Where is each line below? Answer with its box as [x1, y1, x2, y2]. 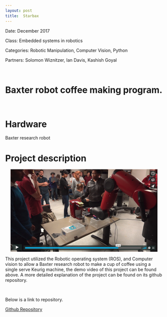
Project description [5, 152, 86, 164]
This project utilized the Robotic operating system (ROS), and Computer [5, 256, 153, 262]
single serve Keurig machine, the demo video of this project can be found [5, 266, 156, 273]
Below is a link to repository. [5, 296, 63, 303]
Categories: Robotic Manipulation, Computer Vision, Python [5, 47, 128, 53]
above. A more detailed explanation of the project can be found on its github [5, 272, 162, 278]
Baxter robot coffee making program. [5, 84, 162, 95]
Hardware [5, 118, 47, 130]
